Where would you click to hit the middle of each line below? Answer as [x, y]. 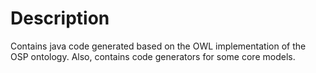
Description [60, 18]
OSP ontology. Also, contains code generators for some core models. [153, 56]
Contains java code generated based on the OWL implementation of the [158, 46]
